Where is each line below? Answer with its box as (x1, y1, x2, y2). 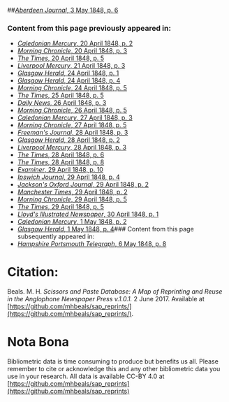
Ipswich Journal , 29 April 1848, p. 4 (17, 173, 120, 181)
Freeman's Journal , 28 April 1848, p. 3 (17, 129, 128, 137)
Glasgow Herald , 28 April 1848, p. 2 (17, 136, 121, 144)
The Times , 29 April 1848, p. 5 (17, 203, 105, 211)
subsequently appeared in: (17, 232, 95, 241)
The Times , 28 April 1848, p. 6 (17, 150, 105, 159)
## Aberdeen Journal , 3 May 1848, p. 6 (7, 6, 119, 14)
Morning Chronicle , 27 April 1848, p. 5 (17, 121, 127, 129)
